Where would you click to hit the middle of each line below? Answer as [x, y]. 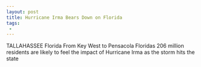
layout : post [23, 12]
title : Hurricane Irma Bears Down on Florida [64, 18]
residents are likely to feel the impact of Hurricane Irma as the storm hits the [100, 53]
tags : [13, 23]
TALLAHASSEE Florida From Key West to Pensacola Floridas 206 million [95, 46]
